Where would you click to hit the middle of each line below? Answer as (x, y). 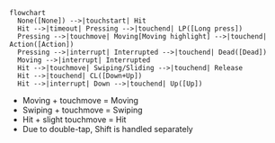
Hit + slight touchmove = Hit (74, 120)
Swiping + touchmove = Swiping (82, 110)
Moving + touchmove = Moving (80, 100)
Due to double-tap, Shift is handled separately (107, 129)
